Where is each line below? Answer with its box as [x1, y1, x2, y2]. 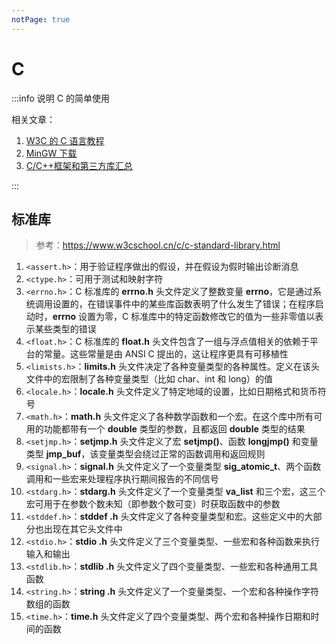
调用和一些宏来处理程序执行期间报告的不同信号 [25, 473, 219, 485]
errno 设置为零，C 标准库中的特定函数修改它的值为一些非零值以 [52, 311, 316, 323]
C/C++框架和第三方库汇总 [25, 159, 133, 171]
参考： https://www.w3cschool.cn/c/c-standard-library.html [35, 239, 281, 251]
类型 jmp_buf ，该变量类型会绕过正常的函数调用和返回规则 [25, 448, 266, 460]
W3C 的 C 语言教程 [25, 134, 105, 146]
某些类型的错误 [34, 323, 97, 335]
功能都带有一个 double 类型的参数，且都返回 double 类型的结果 [43, 423, 306, 435]
